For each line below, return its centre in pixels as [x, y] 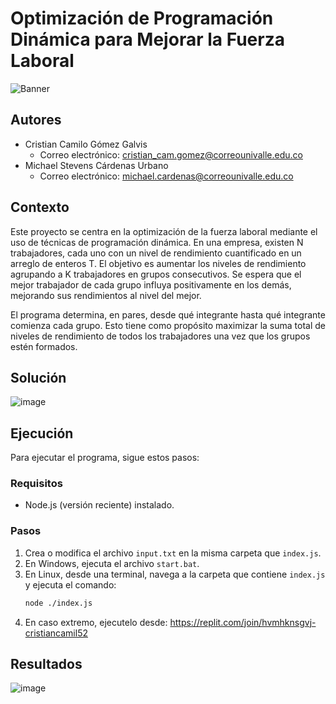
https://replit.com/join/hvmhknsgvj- [243, 622]
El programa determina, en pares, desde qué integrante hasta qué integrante [168, 314]
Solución [38, 377]
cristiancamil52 [56, 633]
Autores [36, 120]
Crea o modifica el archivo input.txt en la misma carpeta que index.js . [173, 553]
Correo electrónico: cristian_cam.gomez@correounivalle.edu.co [171, 154]
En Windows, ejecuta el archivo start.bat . [112, 563]
